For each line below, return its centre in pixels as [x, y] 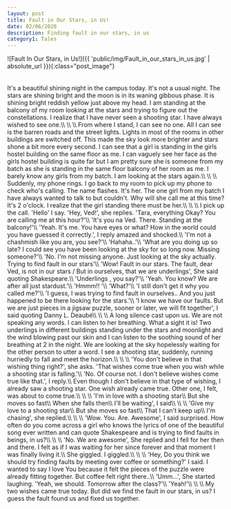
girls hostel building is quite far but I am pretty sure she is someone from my [115, 161]
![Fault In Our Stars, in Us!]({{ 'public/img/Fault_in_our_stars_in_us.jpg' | [109, 59]
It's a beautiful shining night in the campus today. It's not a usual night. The [114, 88]
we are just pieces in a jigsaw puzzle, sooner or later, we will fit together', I [113, 308]
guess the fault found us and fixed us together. [73, 499]
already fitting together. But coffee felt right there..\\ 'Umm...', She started [111, 477]
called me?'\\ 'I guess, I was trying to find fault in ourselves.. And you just [111, 293]
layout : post [26, 13]
